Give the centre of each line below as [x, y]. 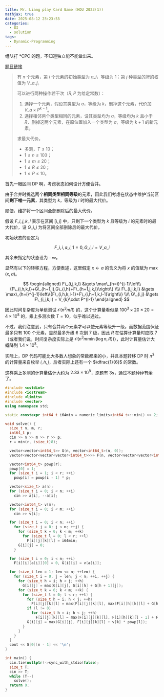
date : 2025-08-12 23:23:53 [32, 19]
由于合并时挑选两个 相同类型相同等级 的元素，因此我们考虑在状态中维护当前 [80, 194]
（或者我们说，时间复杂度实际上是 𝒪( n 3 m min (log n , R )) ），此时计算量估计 [78, 338]
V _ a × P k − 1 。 [38, 110]
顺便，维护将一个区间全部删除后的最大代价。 [50, 211]
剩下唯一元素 [22, 201]
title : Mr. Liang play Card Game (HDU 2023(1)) [54, 10]
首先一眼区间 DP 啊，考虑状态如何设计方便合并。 [54, 184]
